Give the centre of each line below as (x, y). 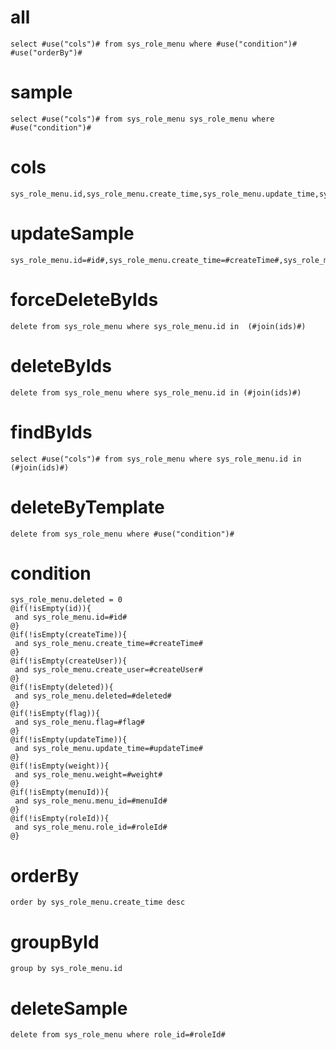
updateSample (72, 233)
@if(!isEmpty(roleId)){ (60, 819)
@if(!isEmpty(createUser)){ (69, 661)
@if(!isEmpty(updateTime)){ (69, 740)
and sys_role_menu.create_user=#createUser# (108, 670)
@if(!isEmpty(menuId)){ (60, 792)
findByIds (51, 432)
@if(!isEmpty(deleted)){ (62, 687)
